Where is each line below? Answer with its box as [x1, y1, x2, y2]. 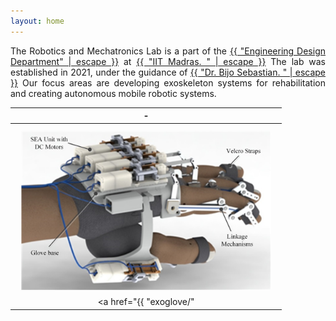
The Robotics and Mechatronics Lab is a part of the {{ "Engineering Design [10, 45, 326, 57]
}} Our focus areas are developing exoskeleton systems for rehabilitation [10, 76, 326, 89]
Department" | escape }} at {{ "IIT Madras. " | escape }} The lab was [10, 55, 327, 67]
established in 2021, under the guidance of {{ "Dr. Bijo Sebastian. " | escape [10, 66, 326, 78]
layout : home [10, 16, 65, 26]
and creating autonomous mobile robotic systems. [10, 87, 217, 99]
